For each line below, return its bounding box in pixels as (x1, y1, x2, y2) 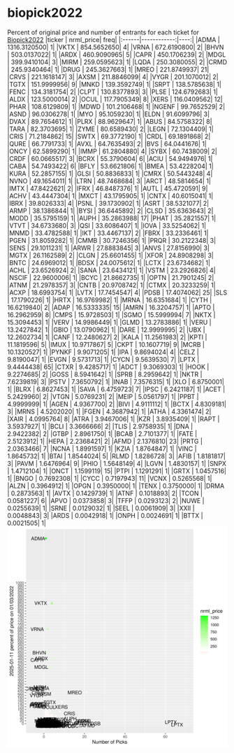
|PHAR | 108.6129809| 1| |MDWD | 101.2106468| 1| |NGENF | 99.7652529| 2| (7, 102, 226, 111)
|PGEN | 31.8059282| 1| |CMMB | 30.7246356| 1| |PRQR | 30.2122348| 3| (7, 236, 217, 244)
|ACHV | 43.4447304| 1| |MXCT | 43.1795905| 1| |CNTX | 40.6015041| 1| (7, 191, 214, 200)
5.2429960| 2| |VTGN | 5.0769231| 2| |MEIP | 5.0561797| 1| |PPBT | (7, 392, 199, 400)
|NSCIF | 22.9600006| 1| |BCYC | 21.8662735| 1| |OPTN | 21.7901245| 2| (7, 273, 214, 281)
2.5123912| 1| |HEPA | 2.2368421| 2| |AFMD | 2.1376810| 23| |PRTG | (7, 437, 203, 445)
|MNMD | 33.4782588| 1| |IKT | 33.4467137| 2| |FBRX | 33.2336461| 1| (7, 229, 209, 237)
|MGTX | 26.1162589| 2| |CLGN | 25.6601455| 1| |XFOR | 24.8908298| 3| (7, 251, 214, 260)
